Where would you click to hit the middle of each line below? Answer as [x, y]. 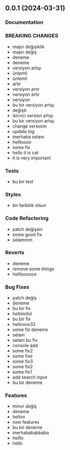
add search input [30, 377]
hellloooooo [24, 274]
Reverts [15, 253]
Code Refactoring [27, 218]
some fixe [23, 356]
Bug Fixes [17, 287]
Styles [13, 194]
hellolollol [22, 314]
